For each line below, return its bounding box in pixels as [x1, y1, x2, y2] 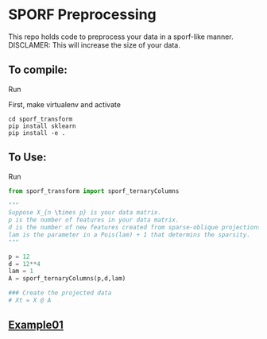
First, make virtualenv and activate [8, 99, 122, 109]
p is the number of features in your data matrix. [8, 216, 180, 224]
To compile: [8, 64, 68, 77]
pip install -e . [8, 129, 66, 137]
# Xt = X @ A [8, 296, 52, 305]
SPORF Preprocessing [8, 6, 157, 24]
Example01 [8, 318, 64, 332]
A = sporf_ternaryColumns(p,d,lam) [8, 275, 126, 283]
